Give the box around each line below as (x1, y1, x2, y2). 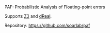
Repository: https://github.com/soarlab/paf (4, 22, 90, 28)
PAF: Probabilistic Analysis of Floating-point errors (4, 4, 105, 10)
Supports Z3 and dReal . (4, 13, 52, 19)
